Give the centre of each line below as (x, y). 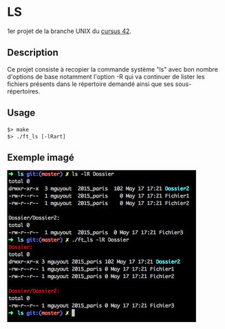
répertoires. (24, 91)
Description (33, 53)
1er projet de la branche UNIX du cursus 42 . (69, 31)
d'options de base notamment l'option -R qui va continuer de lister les (106, 76)
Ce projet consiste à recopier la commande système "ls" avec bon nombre (113, 69)
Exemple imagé (41, 157)
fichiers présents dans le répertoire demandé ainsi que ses (90, 84)
